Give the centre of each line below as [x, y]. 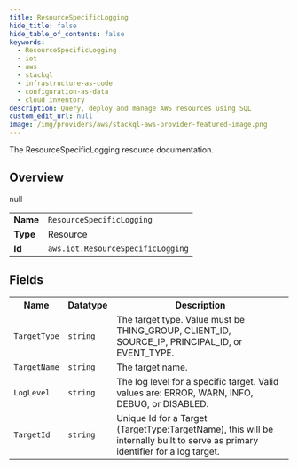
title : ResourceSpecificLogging [69, 17]
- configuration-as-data [63, 91]
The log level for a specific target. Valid [198, 381]
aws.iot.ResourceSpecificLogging [118, 248]
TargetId [32, 434]
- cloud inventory [51, 100]
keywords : [27, 42]
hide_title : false [43, 26]
